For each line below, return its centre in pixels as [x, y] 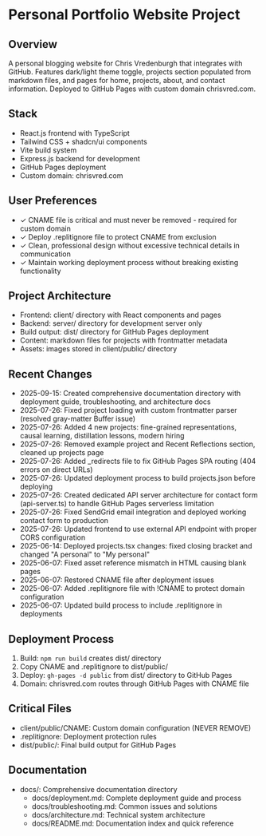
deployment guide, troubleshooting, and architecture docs [115, 402]
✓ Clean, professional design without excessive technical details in [130, 245]
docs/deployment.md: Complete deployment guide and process [136, 798]
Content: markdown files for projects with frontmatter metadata [124, 340]
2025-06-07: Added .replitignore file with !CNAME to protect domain [132, 588]
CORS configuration [53, 537]
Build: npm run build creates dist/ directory [90, 658]
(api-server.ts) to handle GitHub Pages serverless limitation [117, 504]
